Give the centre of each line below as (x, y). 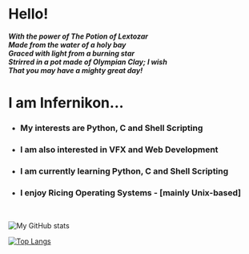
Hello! (28, 14)
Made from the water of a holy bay (67, 44)
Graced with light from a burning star (71, 53)
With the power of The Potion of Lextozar (78, 36)
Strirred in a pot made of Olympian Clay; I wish (88, 62)
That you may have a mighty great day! (76, 70)
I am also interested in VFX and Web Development (119, 150)
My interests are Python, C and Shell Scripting (111, 128)
